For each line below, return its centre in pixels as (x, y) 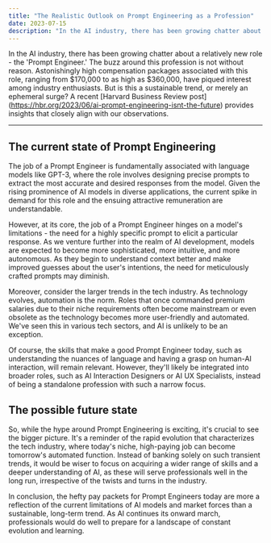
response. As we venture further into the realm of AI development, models (131, 242)
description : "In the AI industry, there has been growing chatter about (135, 31)
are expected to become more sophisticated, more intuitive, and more (124, 250)
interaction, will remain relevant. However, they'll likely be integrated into (129, 367)
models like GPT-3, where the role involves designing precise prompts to (129, 175)
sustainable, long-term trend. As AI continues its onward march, (115, 514)
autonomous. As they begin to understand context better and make (120, 259)
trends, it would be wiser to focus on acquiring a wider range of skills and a (133, 464)
